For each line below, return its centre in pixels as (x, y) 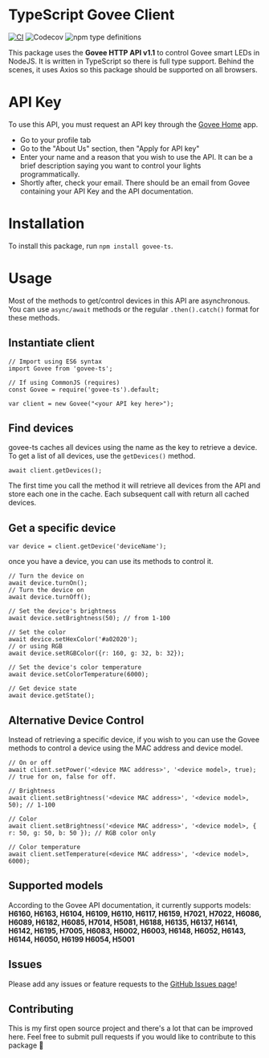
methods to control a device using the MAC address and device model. (126, 748)
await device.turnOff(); (50, 597)
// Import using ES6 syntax (55, 362)
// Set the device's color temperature (75, 668)
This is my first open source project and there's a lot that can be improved (131, 1028)
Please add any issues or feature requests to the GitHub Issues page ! (123, 984)
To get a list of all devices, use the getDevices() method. (102, 456)
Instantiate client (51, 343)
